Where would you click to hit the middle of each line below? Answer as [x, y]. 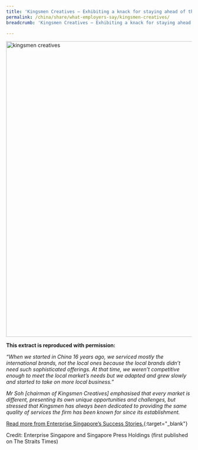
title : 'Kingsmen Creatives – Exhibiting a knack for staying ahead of [96, 12]
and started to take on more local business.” [60, 382]
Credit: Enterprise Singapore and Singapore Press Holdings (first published [97, 435]
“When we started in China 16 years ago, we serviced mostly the [85, 357]
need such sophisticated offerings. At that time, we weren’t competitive [93, 370]
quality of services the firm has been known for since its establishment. [93, 412]
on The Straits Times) [32, 442]
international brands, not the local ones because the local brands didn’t [93, 363]
